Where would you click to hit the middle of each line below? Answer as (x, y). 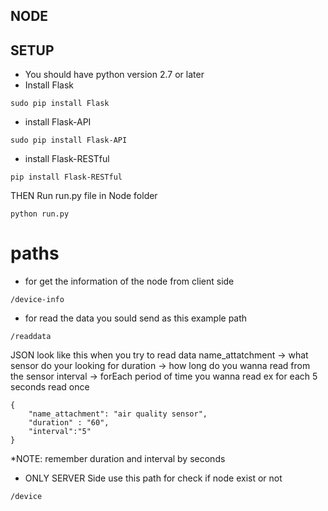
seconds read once (50, 387)
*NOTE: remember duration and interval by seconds (118, 459)
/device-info (37, 300)
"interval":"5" (60, 432)
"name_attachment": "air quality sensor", (118, 414)
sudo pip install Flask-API (69, 140)
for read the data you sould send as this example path (136, 318)
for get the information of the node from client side (129, 281)
